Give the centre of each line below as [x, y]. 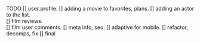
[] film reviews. [24, 21]
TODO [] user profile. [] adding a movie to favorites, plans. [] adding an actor [100, 9]
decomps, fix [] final [31, 34]
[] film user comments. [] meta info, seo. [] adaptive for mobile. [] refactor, [97, 27]
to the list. [19, 15]
